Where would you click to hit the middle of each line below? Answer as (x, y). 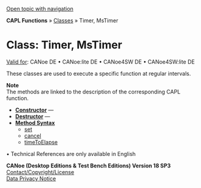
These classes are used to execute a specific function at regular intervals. (99, 73)
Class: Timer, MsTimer (64, 45)
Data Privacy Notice (31, 178)
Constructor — (34, 110)
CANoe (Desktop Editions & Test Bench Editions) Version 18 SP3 (89, 166)
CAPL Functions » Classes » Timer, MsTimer (62, 20)
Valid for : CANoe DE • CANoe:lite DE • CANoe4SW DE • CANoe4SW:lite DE (101, 62)
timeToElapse (41, 142)
